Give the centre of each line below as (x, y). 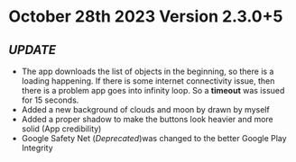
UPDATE (32, 50)
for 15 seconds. (50, 100)
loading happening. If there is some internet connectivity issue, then (148, 81)
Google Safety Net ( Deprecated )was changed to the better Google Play (154, 138)
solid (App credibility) (61, 129)
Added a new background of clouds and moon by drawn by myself (145, 109)
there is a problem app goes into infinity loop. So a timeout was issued (153, 90)
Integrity (37, 148)
